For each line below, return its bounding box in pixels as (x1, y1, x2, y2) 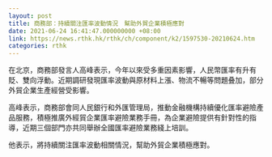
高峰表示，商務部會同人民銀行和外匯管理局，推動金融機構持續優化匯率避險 (8, 103, 257, 112)
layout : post (8, 11, 53, 20)
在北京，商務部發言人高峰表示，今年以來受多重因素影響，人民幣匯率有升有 (8, 66, 257, 75)
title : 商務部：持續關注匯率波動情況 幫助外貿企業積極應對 (8, 19, 185, 28)
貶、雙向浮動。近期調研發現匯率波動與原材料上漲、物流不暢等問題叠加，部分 (8, 75, 264, 85)
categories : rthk (8, 42, 67, 50)
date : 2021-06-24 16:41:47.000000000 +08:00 (8, 27, 161, 35)
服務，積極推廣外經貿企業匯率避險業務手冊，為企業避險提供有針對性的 (15, 112, 249, 122)
